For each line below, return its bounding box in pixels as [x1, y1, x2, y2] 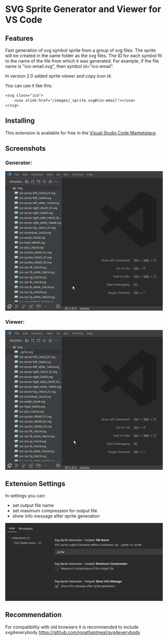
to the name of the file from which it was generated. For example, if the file [5, 58, 159, 64]
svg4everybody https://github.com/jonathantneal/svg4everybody [5, 629, 140, 635]
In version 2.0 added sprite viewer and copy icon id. [5, 73, 112, 79]
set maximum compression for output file [12, 508, 97, 514]
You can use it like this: [5, 83, 52, 89]
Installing [5, 117, 35, 125]
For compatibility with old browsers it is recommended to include [5, 624, 139, 630]
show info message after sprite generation [12, 513, 100, 519]
